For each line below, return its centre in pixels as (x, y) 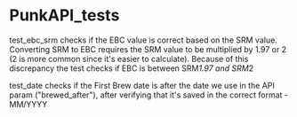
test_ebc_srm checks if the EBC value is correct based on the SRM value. (143, 40)
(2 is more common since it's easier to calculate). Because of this (129, 58)
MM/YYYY (28, 104)
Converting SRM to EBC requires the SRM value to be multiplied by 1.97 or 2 (148, 49)
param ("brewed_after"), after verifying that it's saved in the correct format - (149, 95)
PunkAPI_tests (64, 16)
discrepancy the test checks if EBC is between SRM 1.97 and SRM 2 (132, 68)
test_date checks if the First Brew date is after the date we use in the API (142, 85)
